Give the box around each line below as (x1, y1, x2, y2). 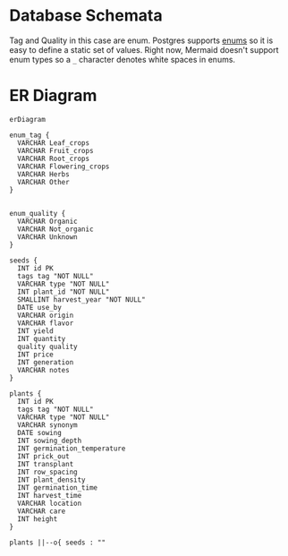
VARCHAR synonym (17, 420, 78, 430)
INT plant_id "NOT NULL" (17, 287, 110, 296)
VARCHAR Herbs (17, 169, 70, 179)
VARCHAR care (17, 507, 66, 516)
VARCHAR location (17, 499, 82, 508)
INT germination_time (17, 483, 98, 492)
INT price (17, 350, 54, 359)
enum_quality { (9, 209, 66, 218)
